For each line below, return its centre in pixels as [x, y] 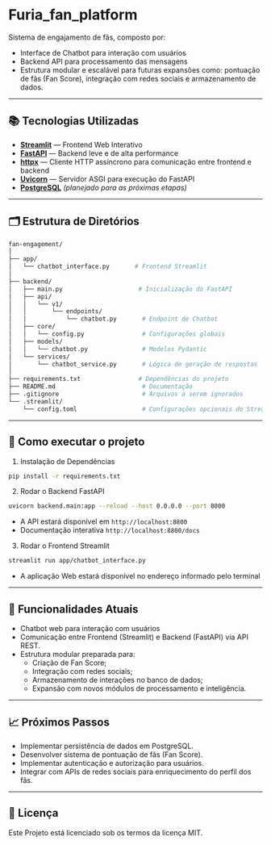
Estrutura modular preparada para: [77, 654]
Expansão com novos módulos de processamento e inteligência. [139, 688]
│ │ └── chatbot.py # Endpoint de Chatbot [113, 319]
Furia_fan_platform [73, 15]
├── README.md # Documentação [101, 387]
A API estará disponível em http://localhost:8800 [104, 521]
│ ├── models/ [35, 341]
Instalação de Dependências [67, 461]
